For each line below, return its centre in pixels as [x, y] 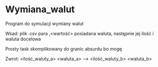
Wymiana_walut [40, 9]
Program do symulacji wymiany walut [45, 24]
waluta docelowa [23, 39]
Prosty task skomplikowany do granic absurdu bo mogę [64, 49]
